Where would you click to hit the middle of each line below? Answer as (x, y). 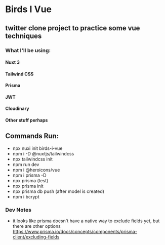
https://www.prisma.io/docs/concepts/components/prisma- (75, 232)
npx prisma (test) (30, 180)
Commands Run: (32, 136)
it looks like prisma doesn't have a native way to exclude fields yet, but (86, 221)
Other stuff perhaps (27, 120)
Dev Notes (18, 210)
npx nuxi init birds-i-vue (37, 148)
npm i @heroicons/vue (36, 170)
